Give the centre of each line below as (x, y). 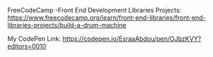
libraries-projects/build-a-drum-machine (67, 25)
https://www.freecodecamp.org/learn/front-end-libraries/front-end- (106, 18)
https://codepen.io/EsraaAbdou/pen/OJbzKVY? (132, 39)
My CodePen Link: (34, 39)
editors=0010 (27, 46)
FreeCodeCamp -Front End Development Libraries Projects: (94, 10)
